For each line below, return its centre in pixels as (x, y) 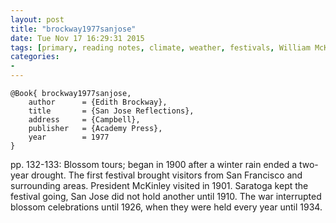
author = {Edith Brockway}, (98, 102)
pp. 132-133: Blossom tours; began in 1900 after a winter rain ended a (154, 164)
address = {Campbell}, (84, 120)
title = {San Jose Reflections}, (111, 111)
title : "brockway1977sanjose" (73, 29)
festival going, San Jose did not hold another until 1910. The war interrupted (166, 196)
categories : (35, 57)
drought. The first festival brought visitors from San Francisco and (166, 175)
